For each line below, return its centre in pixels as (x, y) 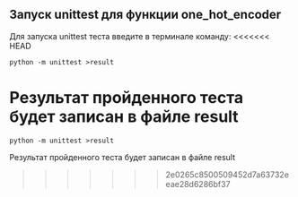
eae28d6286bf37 (198, 184)
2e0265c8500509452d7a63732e (228, 175)
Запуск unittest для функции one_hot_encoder (145, 15)
